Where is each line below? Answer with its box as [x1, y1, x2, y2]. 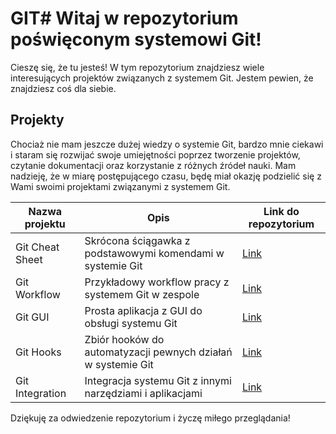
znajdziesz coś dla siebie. [10, 82, 117, 94]
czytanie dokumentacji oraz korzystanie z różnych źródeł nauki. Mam [10, 159, 297, 171]
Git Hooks [15, 345, 62, 359]
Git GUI [15, 310, 50, 324]
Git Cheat [15, 240, 60, 254]
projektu [24, 217, 66, 231]
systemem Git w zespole [84, 287, 200, 301]
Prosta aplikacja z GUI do [84, 303, 203, 317]
